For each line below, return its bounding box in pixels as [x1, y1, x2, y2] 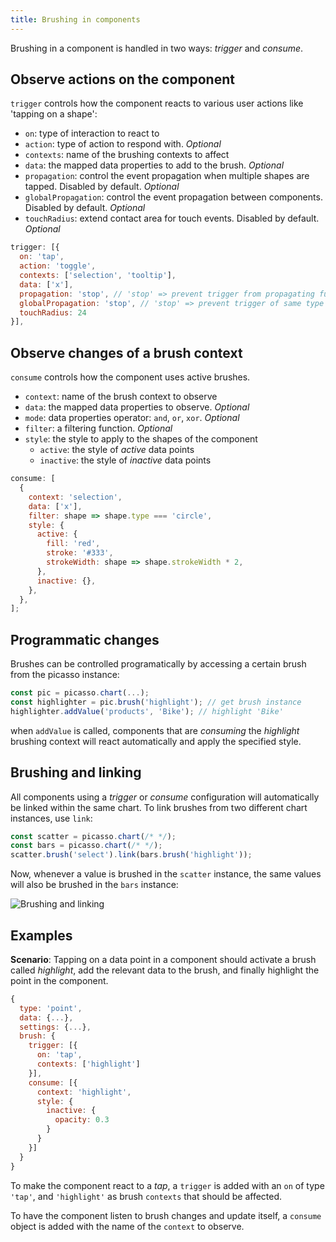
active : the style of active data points [39, 444, 195, 456]
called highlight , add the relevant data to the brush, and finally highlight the [10, 964, 320, 976]
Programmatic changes [10, 631, 160, 648]
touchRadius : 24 [19, 307, 87, 318]
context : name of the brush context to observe [24, 391, 218, 403]
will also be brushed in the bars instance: [10, 879, 179, 891]
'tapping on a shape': [10, 108, 98, 120]
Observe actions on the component [10, 71, 235, 88]
